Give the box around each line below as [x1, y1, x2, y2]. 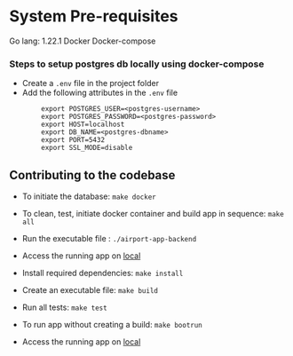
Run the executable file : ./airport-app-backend [21, 233, 197, 244]
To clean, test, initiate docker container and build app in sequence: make [21, 209, 284, 219]
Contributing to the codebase [9, 167, 176, 183]
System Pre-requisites [9, 6, 179, 27]
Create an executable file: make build [21, 285, 158, 296]
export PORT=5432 [41, 136, 105, 145]
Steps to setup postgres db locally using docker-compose [9, 58, 265, 70]
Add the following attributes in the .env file [21, 87, 178, 99]
